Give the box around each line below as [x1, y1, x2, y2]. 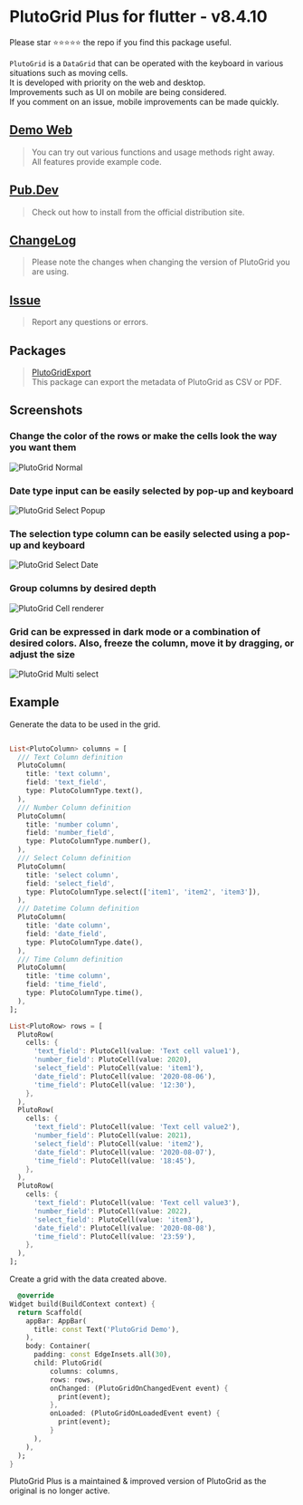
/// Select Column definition [17, 854, 131, 863]
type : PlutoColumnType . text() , [25, 786, 144, 796]
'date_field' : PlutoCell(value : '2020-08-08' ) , [33, 1223, 217, 1232]
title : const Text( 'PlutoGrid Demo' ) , [33, 1325, 180, 1334]
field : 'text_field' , [25, 778, 107, 787]
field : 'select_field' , [25, 878, 116, 888]
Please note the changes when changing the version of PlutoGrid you [31, 256, 291, 268]
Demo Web [9, 122, 73, 138]
